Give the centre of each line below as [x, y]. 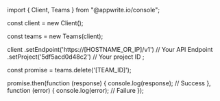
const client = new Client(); [45, 23]
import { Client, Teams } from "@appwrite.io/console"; [84, 10]
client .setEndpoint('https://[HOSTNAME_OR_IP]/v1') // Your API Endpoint [110, 49]
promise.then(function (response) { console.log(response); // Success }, [109, 83]
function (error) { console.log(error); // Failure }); [75, 90]
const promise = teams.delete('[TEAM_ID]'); [69, 70]
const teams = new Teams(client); [55, 36]
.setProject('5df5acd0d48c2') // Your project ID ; [76, 57]
